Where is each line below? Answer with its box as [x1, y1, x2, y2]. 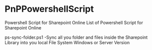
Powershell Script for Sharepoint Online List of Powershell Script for [4, 20, 144, 25]
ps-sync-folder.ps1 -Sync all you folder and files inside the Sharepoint [4, 34, 148, 40]
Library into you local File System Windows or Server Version [4, 39, 130, 45]
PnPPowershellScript [4, 3, 94, 15]
